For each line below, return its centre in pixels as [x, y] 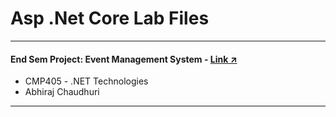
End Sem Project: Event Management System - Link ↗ [124, 59]
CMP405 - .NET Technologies [86, 81]
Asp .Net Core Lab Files [110, 18]
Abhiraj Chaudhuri [62, 92]
